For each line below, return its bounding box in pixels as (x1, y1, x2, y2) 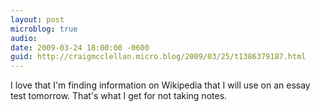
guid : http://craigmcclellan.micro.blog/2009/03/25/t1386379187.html (10, 52, 307, 62)
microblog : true (10, 24, 78, 34)
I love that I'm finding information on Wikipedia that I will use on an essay (10, 79, 311, 91)
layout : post (10, 14, 65, 25)
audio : (10, 33, 38, 43)
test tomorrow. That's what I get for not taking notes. (10, 90, 228, 102)
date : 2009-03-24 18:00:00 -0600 (10, 42, 150, 53)
